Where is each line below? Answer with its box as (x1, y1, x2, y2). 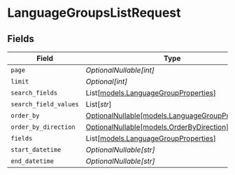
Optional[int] (85, 77, 128, 86)
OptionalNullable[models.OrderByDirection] (85, 122, 229, 132)
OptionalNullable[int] (85, 65, 155, 75)
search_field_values (10, 100, 79, 108)
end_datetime (10, 157, 55, 165)
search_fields (10, 89, 58, 97)
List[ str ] (85, 99, 112, 109)
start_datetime (10, 146, 62, 153)
